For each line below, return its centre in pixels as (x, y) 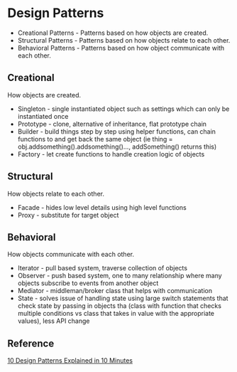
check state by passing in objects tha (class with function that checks (120, 306)
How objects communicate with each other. (71, 255)
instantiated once (43, 116)
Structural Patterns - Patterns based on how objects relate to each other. (124, 40)
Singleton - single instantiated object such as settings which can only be (123, 109)
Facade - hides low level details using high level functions (102, 207)
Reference (31, 343)
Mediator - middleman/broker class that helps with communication (115, 291)
